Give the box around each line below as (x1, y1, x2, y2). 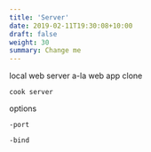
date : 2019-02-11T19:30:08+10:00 (9, 21, 133, 30)
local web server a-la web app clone (9, 70, 143, 81)
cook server (9, 88, 53, 97)
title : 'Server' (9, 12, 69, 22)
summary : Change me (9, 46, 82, 55)
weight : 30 (9, 37, 50, 47)
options (9, 103, 37, 114)
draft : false (9, 29, 58, 38)
